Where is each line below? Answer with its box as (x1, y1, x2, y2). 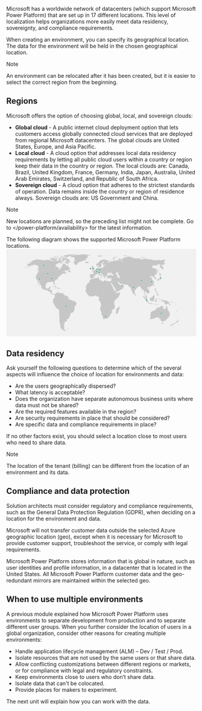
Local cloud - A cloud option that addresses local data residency (14, 149, 177, 156)
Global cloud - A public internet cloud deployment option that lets (14, 124, 179, 131)
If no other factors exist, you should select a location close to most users (6, 432, 187, 440)
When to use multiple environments (6, 594, 144, 605)
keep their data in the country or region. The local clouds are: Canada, (14, 162, 190, 169)
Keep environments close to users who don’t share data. (14, 673, 156, 680)
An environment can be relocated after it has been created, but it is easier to (6, 72, 196, 79)
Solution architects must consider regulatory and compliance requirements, (6, 502, 194, 509)
